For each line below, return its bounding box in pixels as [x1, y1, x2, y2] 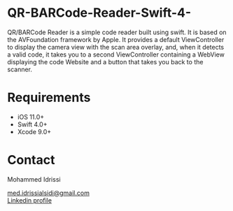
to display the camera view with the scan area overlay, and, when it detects [7, 43, 225, 51]
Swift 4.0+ [17, 120, 48, 129]
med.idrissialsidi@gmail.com [7, 189, 90, 197]
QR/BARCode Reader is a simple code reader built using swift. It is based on [7, 28, 227, 36]
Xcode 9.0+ [17, 127, 52, 136]
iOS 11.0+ [17, 112, 44, 121]
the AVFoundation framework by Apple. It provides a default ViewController [7, 35, 225, 43]
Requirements [7, 89, 91, 105]
